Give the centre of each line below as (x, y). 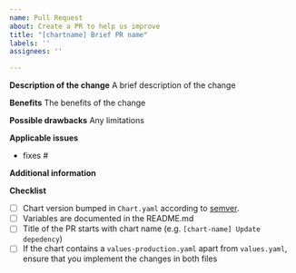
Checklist (28, 190)
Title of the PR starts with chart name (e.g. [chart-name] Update (141, 229)
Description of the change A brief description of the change (123, 85)
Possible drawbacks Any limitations (77, 121)
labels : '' (30, 43)
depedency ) (43, 239)
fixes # (35, 156)
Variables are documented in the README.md (108, 219)
